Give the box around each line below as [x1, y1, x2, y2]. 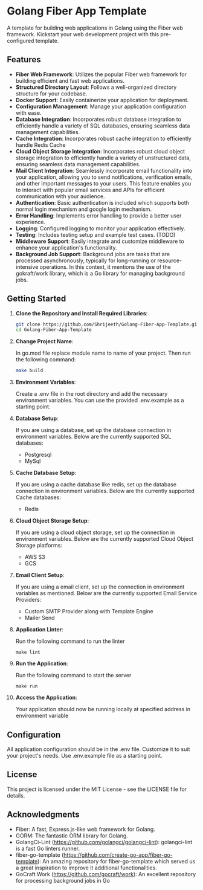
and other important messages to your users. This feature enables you [15, 179, 192, 187]
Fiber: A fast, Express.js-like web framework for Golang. [15, 825, 156, 833]
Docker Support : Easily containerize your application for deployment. [15, 96, 189, 103]
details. [7, 792, 25, 799]
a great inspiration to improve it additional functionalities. [15, 864, 158, 871]
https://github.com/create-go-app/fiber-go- [63, 851, 173, 859]
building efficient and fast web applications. [15, 77, 124, 84]
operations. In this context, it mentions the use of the [39, 263, 171, 270]
